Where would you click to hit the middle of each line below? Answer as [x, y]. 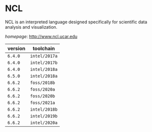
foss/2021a [42, 103]
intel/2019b [44, 116]
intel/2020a [44, 123]
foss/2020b [42, 96]
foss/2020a [42, 89]
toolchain [44, 48]
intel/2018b [44, 109]
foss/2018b [42, 82]
